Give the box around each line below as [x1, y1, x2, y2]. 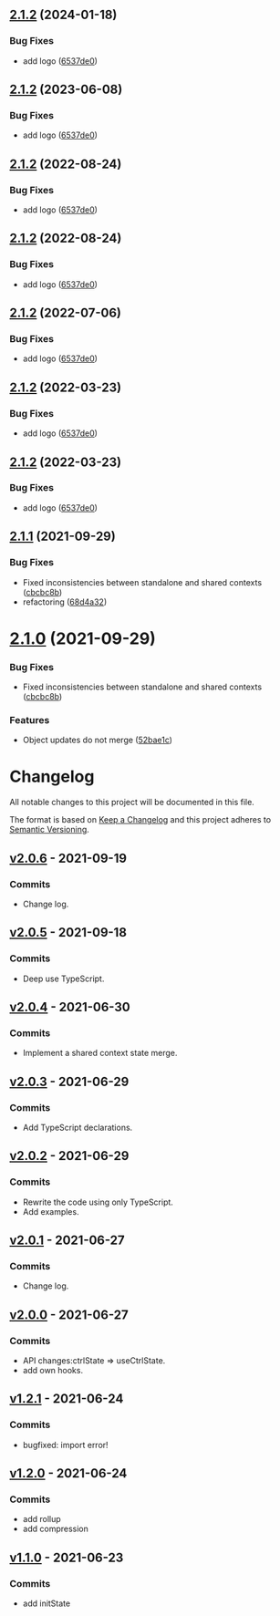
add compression [22, 1523, 89, 1535]
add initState [22, 1598, 71, 1609]
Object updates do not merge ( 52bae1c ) [22, 734, 173, 746]
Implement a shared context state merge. [22, 1048, 178, 1059]
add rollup [22, 1514, 61, 1525]
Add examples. [22, 1206, 79, 1217]
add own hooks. [22, 1365, 84, 1376]
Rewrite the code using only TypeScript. [22, 1196, 173, 1207]
